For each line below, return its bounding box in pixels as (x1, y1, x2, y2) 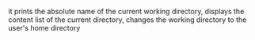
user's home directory (8, 24, 81, 32)
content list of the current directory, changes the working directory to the (8, 15, 247, 24)
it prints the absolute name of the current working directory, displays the (8, 7, 245, 16)
